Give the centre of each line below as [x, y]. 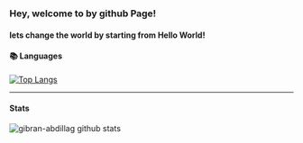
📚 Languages [36, 56]
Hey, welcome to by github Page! [83, 13]
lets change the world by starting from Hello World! [107, 35]
